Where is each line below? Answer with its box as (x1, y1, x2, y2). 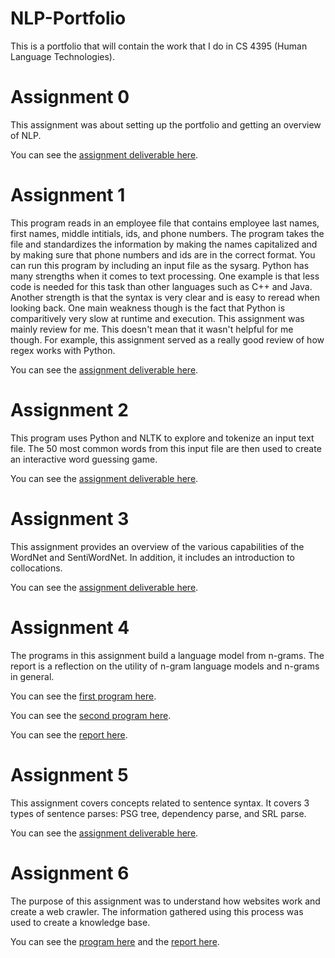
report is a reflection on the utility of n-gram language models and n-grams (10, 660, 320, 672)
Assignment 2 (10, 399, 129, 421)
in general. (10, 670, 55, 682)
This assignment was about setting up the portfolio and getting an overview (10, 118, 322, 131)
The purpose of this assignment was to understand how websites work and (10, 895, 321, 907)
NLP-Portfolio (10, 7, 127, 30)
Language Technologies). (10, 50, 115, 62)
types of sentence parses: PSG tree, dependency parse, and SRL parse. (10, 807, 307, 819)
